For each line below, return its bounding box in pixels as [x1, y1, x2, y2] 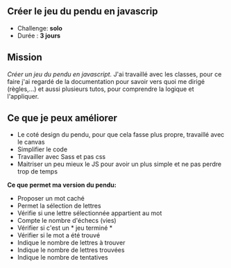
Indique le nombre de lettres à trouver [17, 239, 126, 247]
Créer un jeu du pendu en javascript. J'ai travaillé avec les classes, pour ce [7, 69, 222, 78]
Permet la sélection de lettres [17, 201, 102, 210]
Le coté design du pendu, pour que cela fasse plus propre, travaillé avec [17, 131, 225, 139]
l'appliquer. [7, 92, 40, 100]
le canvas [17, 138, 45, 146]
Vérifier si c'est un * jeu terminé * [17, 224, 113, 232]
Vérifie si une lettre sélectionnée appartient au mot [17, 209, 162, 217]
